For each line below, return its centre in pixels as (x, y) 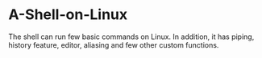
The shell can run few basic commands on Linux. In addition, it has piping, (131, 37)
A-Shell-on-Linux (68, 15)
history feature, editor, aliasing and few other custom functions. (114, 44)
